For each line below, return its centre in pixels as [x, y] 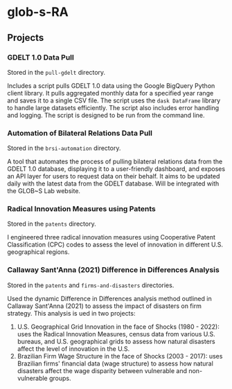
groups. [60, 378]
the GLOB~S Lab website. [44, 191]
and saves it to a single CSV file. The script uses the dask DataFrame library [114, 100]
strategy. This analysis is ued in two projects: [71, 313]
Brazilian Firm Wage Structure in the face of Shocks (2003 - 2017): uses [120, 356]
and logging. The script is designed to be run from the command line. [106, 115]
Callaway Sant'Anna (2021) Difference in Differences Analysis [113, 270]
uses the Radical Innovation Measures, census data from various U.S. [116, 334]
